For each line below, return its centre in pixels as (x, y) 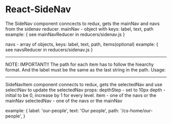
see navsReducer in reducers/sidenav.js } (49, 49)
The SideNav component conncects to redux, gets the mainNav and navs (82, 23)
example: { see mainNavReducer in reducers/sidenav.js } (65, 34)
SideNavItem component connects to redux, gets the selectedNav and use (84, 84)
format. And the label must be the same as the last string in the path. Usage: (86, 69)
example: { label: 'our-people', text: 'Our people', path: (62, 110)
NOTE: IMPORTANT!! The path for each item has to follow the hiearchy (80, 64)
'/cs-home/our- (136, 110)
